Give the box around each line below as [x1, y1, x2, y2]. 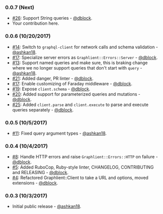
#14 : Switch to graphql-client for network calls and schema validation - [12, 44, 158, 50]
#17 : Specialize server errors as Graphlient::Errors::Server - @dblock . [12, 54, 158, 60]
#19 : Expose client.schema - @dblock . [12, 86, 91, 92]
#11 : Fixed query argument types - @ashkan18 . [12, 130, 107, 136]
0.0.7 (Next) [5, 4, 34, 11]
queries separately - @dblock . [12, 107, 74, 112]
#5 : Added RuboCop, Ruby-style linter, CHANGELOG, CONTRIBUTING [12, 164, 154, 170]
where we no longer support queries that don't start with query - [12, 65, 142, 71]
